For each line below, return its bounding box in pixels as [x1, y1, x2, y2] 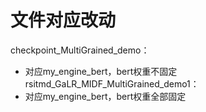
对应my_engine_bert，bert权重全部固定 [24, 90, 187, 102]
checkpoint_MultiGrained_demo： [10, 44, 150, 56]
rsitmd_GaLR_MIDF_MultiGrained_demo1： [24, 77, 200, 90]
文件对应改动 [10, 9, 117, 32]
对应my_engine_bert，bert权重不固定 [24, 65, 178, 77]
